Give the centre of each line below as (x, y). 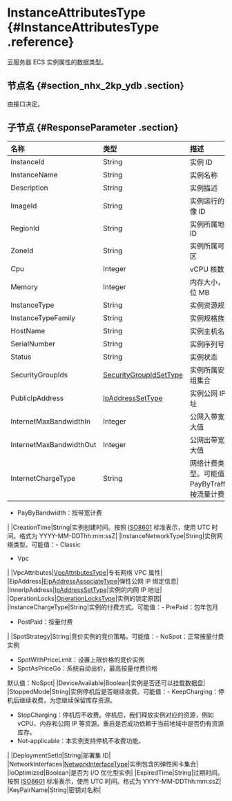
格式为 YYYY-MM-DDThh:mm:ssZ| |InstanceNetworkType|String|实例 (118, 535)
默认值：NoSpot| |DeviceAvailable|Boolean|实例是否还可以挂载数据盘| (106, 683)
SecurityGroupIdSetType (143, 375)
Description (29, 188)
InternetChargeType (43, 478)
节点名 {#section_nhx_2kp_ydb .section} (96, 86)
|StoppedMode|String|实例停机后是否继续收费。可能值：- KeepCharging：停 (116, 691)
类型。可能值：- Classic (47, 544)
